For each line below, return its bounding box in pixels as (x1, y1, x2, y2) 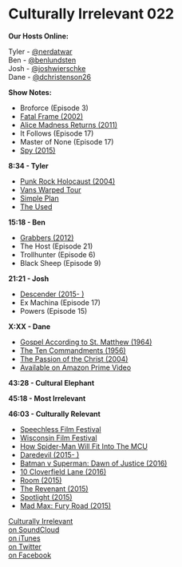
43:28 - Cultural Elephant (8, 378, 95, 387)
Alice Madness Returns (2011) (19, 120, 118, 129)
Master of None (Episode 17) (19, 137, 114, 146)
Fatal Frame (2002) (19, 111, 84, 121)
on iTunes (8, 533, 42, 543)
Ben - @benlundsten (8, 55, 77, 65)
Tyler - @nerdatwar (8, 46, 73, 56)
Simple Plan (19, 193, 59, 203)
